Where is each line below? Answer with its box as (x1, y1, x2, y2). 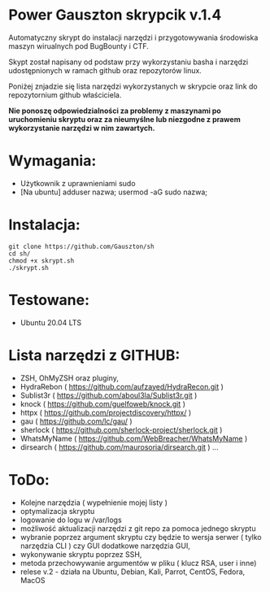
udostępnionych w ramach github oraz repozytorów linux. (8, 65, 202, 75)
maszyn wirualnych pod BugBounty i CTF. (8, 41, 149, 50)
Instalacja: (8, 215, 81, 234)
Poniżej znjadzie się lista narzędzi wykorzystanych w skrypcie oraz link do (8, 81, 258, 91)
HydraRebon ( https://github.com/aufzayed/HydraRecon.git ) (20, 381, 224, 391)
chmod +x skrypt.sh (8, 256, 75, 265)
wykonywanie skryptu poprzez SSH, (20, 549, 142, 559)
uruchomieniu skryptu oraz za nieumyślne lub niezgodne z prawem (8, 114, 242, 124)
